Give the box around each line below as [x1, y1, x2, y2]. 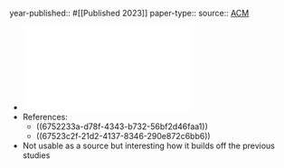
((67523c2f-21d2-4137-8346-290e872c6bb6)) [35, 131, 211, 141]
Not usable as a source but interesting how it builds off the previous [22, 140, 276, 151]
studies [22, 150, 51, 161]
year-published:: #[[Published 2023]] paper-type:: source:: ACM [9, 8, 250, 18]
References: [22, 112, 68, 122]
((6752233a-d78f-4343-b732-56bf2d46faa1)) [35, 121, 208, 132]
